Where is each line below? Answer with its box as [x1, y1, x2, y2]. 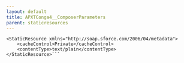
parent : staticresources [6, 20, 68, 26]
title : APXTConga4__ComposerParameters [6, 14, 106, 20]
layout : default [6, 8, 47, 15]
